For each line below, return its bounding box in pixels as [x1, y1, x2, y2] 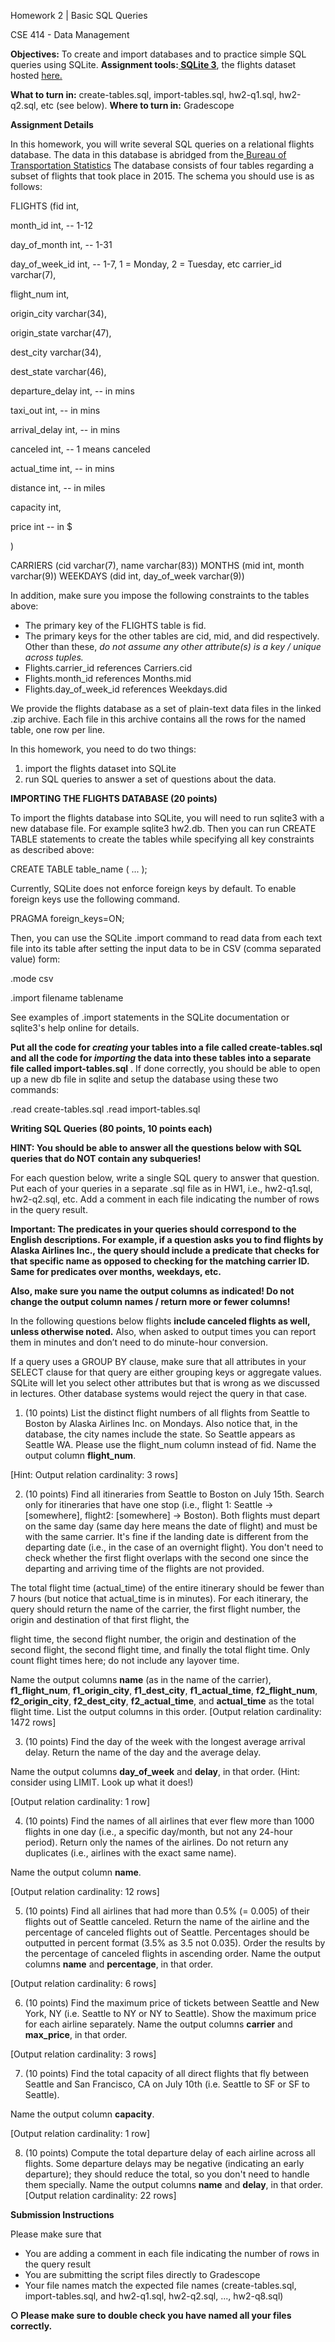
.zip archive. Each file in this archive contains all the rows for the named [10, 713, 307, 725]
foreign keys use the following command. [10, 893, 181, 905]
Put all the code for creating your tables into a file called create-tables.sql [10, 1041, 323, 1053]
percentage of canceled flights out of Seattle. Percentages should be [24, 1926, 310, 1938]
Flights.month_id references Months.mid [24, 673, 192, 684]
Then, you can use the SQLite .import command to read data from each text [10, 932, 322, 944]
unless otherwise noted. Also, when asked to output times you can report [10, 1326, 317, 1337]
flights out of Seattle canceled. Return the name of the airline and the [24, 1916, 310, 1927]
